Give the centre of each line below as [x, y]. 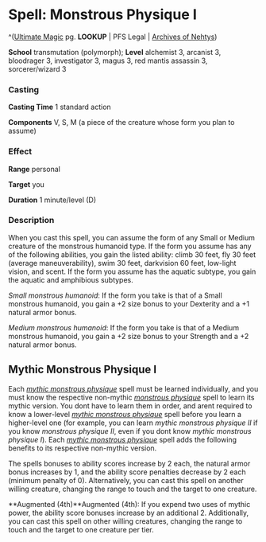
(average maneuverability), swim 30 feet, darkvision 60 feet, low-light [122, 263]
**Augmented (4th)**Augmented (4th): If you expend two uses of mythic [129, 504]
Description [31, 220]
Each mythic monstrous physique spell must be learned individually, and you [133, 388]
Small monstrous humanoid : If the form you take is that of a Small [115, 295]
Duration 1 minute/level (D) [52, 200]
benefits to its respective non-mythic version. [83, 448]
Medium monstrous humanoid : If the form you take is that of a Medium [124, 327]
